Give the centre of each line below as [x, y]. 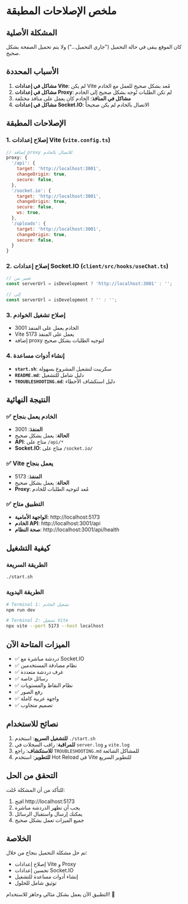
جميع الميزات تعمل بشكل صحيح [49, 820]
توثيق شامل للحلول [36, 883]
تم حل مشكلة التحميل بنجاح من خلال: [47, 853]
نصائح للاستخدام [32, 724]
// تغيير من [19, 279]
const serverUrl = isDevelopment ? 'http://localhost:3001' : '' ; [89, 284]
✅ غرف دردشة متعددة [39, 672]
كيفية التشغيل [28, 548]
